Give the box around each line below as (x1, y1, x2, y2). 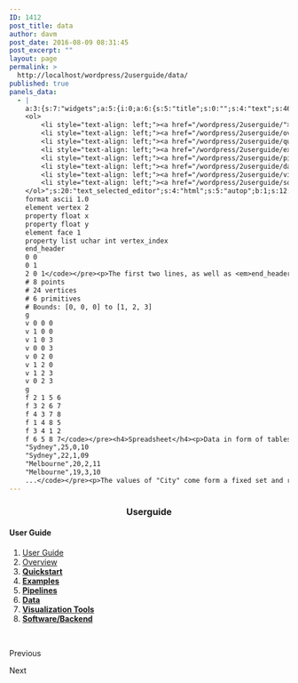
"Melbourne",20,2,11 (25, 460, 101, 469)
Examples (21, 575, 60, 586)
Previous (9, 647, 42, 658)
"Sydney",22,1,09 (25, 451, 90, 461)
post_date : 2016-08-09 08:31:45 (9, 37, 129, 47)
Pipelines (21, 584, 58, 596)
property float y (25, 220, 90, 229)
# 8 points (25, 277, 66, 286)
